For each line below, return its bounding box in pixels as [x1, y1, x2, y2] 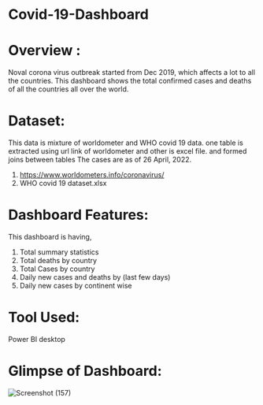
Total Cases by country [19, 264, 95, 273]
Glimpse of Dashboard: [8, 362, 162, 380]
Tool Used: [8, 309, 80, 326]
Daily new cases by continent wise [19, 281, 132, 290]
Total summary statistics [19, 247, 99, 257]
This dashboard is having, [8, 232, 92, 241]
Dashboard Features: [8, 206, 149, 224]
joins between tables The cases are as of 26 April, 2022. [8, 155, 192, 165]
